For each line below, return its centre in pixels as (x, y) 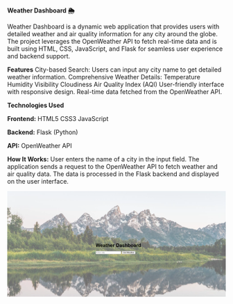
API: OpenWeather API (40, 146)
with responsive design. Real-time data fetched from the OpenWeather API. (115, 92)
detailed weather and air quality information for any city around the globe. (113, 34)
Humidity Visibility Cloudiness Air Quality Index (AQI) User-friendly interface (116, 84)
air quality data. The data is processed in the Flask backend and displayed (113, 174)
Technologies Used (36, 105)
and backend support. (39, 56)
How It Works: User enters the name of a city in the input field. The (103, 159)
